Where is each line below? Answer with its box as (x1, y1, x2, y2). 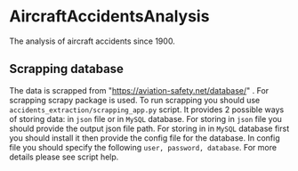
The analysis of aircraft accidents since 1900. (9, 36, 175, 46)
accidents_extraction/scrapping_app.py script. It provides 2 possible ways (9, 104, 285, 115)
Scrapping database (9, 61, 125, 77)
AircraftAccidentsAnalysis (9, 6, 210, 27)
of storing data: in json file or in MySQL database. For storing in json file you (9, 113, 283, 124)
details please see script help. (9, 151, 119, 162)
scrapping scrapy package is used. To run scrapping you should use (9, 94, 261, 105)
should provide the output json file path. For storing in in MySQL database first (9, 123, 290, 134)
